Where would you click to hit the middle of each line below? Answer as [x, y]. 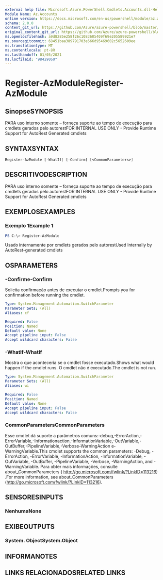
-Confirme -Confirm [29, 279]
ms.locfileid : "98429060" [31, 59]
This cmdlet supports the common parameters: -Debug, [95, 451]
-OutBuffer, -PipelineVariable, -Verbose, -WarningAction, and [92, 461]
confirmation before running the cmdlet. [45, 295]
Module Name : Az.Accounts [31, 14]
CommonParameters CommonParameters [55, 425]
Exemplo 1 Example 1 [29, 226]
